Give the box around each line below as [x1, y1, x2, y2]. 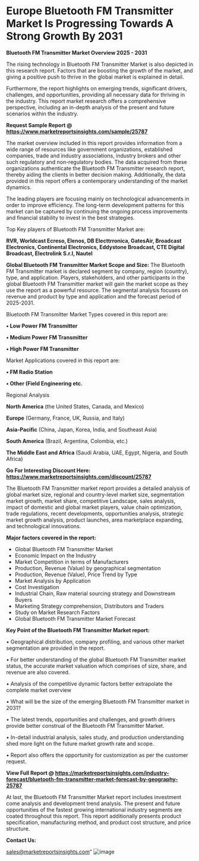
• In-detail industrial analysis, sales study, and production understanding [6, 733, 184, 741]
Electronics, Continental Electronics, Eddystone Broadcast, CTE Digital [6, 243, 185, 250]
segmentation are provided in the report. [6, 644, 105, 652]
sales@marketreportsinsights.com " [6, 848, 93, 855]
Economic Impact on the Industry [14, 552, 96, 559]
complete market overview [6, 686, 71, 693]
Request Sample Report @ [6, 121, 72, 128]
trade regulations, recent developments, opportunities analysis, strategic [6, 510, 184, 517]
